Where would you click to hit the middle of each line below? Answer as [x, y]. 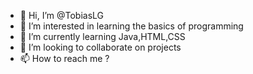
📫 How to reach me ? [64, 58]
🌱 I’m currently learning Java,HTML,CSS [102, 36]
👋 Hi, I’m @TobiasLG [62, 15]
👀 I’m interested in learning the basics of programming [131, 26]
